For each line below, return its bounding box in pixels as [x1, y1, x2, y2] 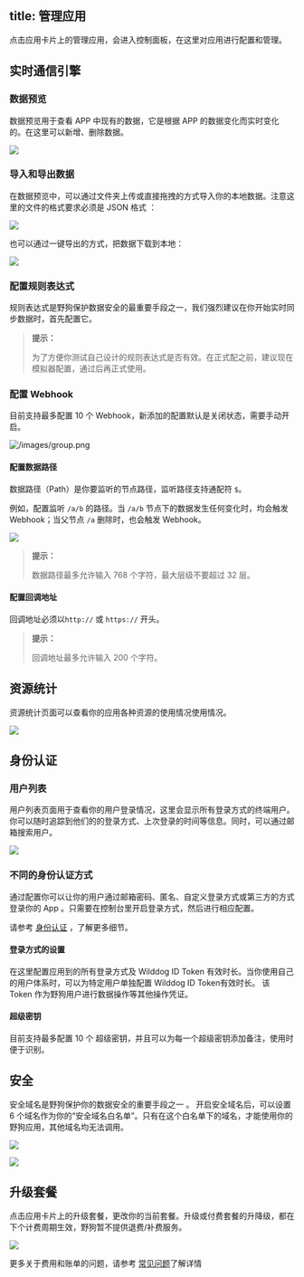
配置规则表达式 [9, 280, 75, 292]
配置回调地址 [9, 592, 57, 603]
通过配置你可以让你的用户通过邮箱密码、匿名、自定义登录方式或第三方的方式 [9, 891, 295, 902]
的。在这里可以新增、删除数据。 [9, 126, 128, 138]
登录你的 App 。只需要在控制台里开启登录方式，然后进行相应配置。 [9, 902, 260, 913]
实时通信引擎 [9, 63, 81, 79]
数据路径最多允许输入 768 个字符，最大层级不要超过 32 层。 [31, 569, 255, 580]
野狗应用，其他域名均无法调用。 [9, 1121, 128, 1132]
